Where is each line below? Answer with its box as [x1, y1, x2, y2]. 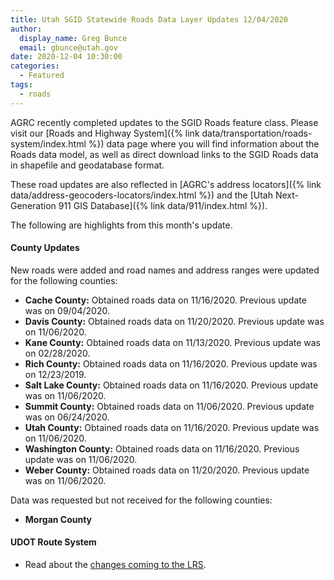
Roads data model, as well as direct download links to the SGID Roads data [10, 148, 319, 160]
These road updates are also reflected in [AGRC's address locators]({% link [10, 178, 322, 190]
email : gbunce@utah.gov [19, 42, 118, 53]
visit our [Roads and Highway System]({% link [10, 127, 200, 139]
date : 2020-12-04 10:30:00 [10, 52, 123, 62]
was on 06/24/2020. [24, 411, 110, 423]
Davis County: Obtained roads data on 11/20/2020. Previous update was [24, 315, 325, 327]
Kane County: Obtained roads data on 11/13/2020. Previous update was [24, 336, 321, 348]
